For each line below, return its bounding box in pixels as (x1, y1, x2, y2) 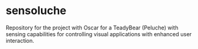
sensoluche (5, 4, 67, 18)
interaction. (5, 37, 35, 44)
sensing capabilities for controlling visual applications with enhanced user (5, 30, 192, 37)
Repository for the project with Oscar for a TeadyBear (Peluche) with (5, 24, 178, 31)
